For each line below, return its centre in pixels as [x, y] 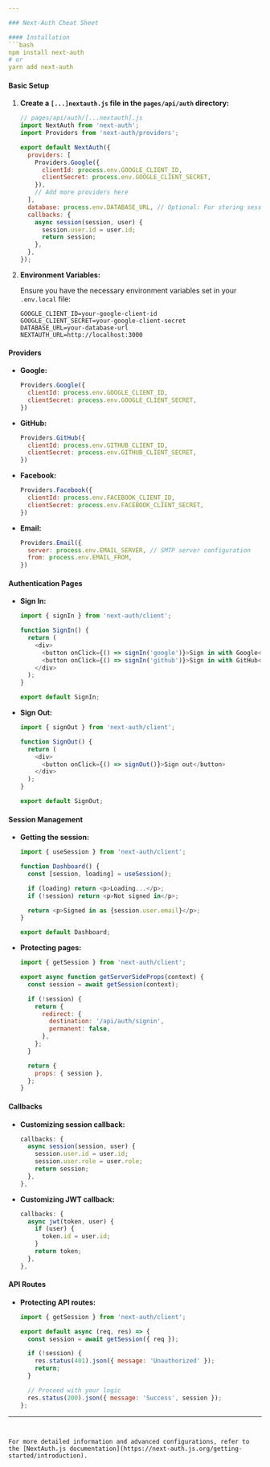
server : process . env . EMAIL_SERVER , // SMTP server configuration [139, 550]
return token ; [58, 1252]
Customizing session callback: [73, 1124]
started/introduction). [48, 1456]
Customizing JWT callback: [67, 1199]
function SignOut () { [56, 742]
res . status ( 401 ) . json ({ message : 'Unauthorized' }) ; [125, 1361]
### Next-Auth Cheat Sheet [53, 23]
